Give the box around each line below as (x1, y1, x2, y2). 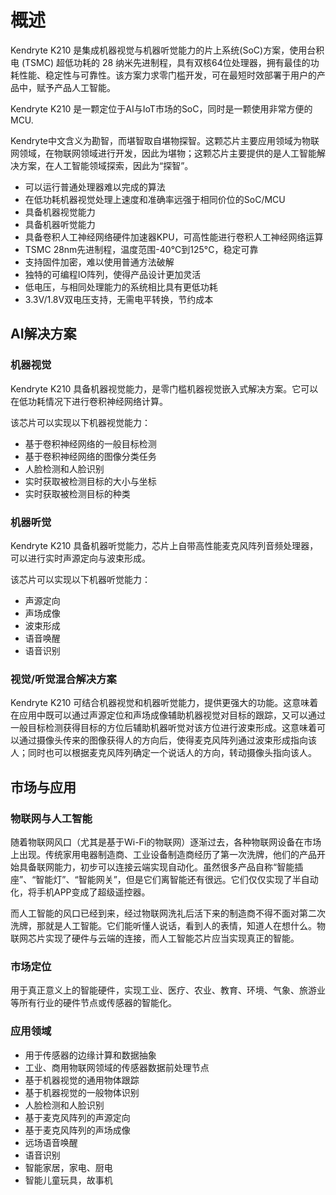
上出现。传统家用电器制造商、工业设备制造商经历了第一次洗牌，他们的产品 (10, 848, 317, 860)
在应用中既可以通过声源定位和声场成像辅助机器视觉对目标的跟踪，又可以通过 (10, 709, 326, 721)
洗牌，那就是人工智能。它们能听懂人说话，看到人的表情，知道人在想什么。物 (10, 919, 326, 931)
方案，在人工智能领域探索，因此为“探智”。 (18, 159, 194, 171)
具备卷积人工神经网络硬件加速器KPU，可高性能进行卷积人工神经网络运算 (24, 231, 324, 243)
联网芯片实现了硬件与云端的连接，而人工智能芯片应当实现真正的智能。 (10, 932, 300, 944)
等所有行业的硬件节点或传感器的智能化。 (10, 997, 177, 1009)
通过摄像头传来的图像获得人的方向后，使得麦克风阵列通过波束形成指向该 (18, 734, 317, 746)
